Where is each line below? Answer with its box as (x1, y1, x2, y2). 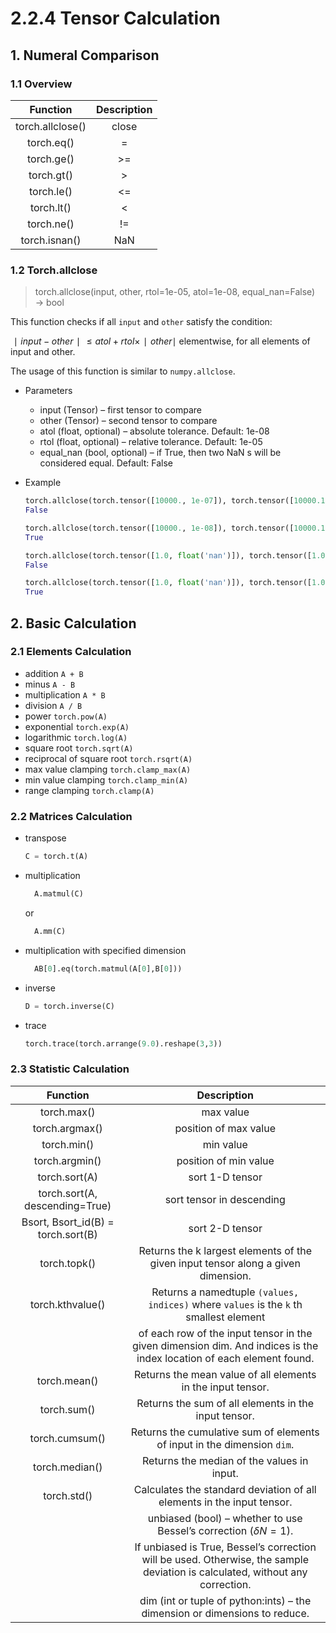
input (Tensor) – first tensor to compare (39, 404, 202, 416)
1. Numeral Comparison (10, 47, 160, 64)
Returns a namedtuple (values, (151, 1285, 300, 1299)
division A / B (24, 699, 83, 711)
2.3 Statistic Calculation (10, 1062, 130, 1076)
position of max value (174, 1121, 277, 1135)
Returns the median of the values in (142, 1453, 309, 1467)
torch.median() (33, 1460, 103, 1474)
